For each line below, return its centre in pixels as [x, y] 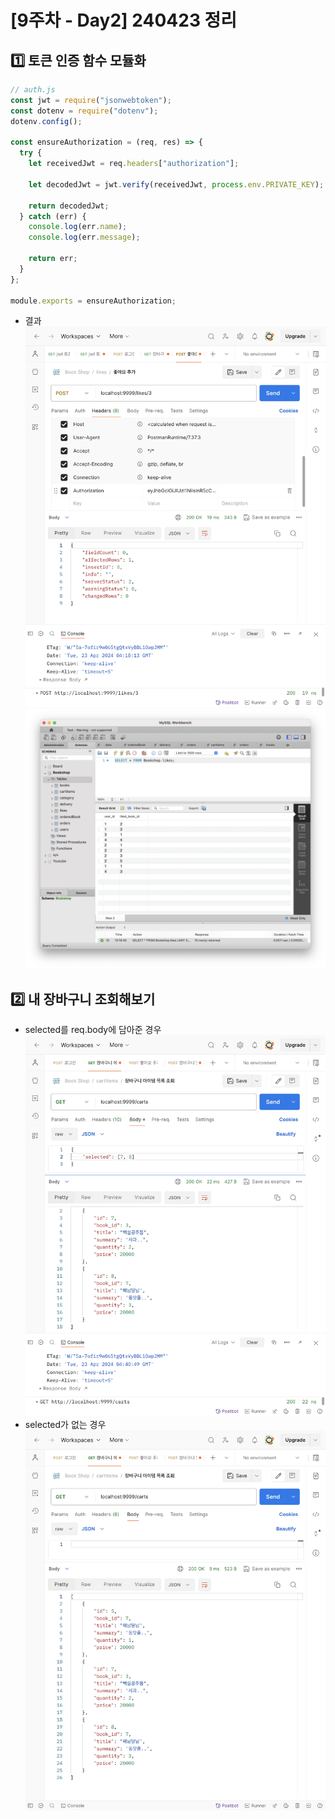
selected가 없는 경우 [65, 1424]
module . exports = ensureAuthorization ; [93, 301]
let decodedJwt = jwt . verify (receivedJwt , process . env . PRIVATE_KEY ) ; [176, 184]
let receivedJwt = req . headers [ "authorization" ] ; [134, 164]
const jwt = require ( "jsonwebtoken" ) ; [91, 100]
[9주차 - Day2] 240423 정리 [124, 20]
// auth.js [33, 90]
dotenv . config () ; [46, 121]
